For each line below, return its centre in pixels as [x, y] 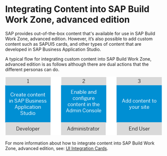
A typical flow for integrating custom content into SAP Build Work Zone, [78, 59]
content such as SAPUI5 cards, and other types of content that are [73, 44]
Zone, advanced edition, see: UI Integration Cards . [57, 149]
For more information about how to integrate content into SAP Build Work [80, 143]
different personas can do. [32, 69]
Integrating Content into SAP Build [77, 9]
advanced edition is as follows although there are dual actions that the [77, 64]
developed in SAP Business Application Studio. [53, 49]
